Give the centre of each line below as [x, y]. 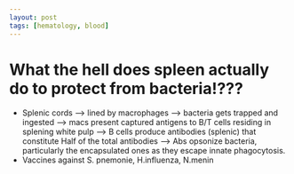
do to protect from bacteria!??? [127, 88]
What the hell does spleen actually [139, 70]
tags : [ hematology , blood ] [59, 26]
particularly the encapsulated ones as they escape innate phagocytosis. [154, 151]
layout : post [33, 17]
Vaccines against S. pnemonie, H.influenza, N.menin [118, 160]
